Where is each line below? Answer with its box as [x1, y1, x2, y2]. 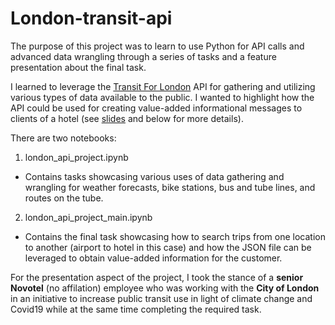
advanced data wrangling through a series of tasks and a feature [10, 50, 277, 62]
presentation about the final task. [10, 61, 147, 73]
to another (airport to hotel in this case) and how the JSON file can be [24, 241, 312, 253]
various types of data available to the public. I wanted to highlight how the [10, 91, 315, 103]
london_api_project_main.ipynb [24, 211, 153, 223]
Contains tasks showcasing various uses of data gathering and [24, 170, 285, 182]
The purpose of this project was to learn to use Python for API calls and [10, 40, 305, 52]
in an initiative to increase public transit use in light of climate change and [10, 292, 313, 304]
